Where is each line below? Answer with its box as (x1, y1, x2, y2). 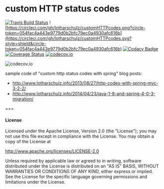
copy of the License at (5, 139, 51, 145)
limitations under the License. (5, 179, 66, 185)
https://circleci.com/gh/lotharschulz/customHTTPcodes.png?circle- (6, 24, 146, 30)
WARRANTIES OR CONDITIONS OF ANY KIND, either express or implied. (5, 169, 153, 175)
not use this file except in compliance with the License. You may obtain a (5, 133, 154, 139)
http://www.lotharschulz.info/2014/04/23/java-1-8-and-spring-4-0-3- (12, 91, 156, 96)
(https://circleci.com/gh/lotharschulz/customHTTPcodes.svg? (5, 35, 132, 41)
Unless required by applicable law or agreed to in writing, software (5, 158, 142, 164)
